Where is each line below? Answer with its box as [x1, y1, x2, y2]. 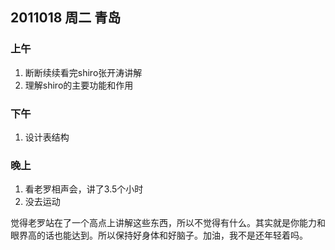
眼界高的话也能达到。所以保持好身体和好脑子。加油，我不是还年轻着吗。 [10, 229, 308, 242]
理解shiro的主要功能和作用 [24, 79, 134, 91]
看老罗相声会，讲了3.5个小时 [24, 183, 144, 195]
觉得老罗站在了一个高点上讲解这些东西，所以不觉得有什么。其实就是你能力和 [10, 217, 326, 229]
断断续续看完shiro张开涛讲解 [24, 66, 143, 78]
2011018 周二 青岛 [10, 9, 122, 27]
